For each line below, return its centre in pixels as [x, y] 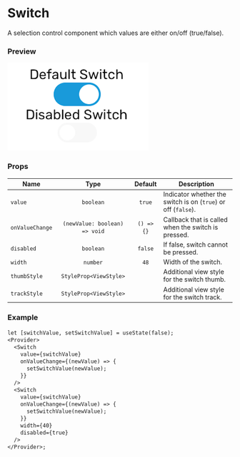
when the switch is [191, 227]
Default [146, 184]
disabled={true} [45, 433]
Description [196, 184]
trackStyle [26, 294]
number [93, 263]
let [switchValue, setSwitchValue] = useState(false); [91, 333]
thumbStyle [26, 276]
